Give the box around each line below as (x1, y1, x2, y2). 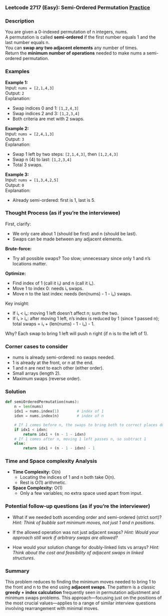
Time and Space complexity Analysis (5, 458, 97, 465)
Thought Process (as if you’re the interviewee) (5, 209, 121, 216)
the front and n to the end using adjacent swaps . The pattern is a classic (5, 584, 155, 590)
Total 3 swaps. (12, 162, 43, 168)
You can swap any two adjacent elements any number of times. (5, 45, 138, 51)
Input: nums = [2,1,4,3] (5, 85, 54, 91)
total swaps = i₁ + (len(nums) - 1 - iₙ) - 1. (12, 321, 95, 327)
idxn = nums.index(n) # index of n (14, 414, 104, 419)
